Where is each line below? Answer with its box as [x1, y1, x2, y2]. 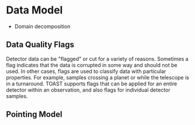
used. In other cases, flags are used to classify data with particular [6, 68, 166, 75]
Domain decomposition [14, 23, 71, 30]
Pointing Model [6, 109, 62, 120]
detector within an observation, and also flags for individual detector [6, 86, 170, 93]
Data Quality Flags [6, 40, 75, 50]
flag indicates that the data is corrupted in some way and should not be [6, 61, 177, 68]
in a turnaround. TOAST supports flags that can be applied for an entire [6, 80, 177, 87]
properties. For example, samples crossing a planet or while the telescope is [6, 74, 190, 81]
